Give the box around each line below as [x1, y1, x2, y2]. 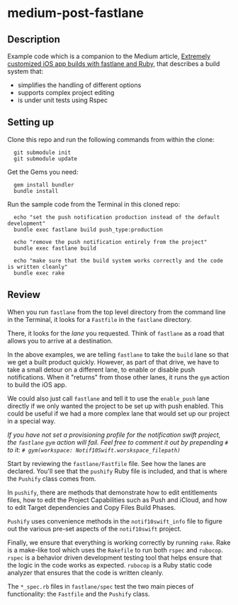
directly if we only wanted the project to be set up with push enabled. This [7, 401, 224, 410]
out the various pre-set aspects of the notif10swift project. [7, 524, 182, 533]
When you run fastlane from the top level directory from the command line [7, 307, 226, 316]
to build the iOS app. [7, 380, 67, 389]
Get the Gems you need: [7, 167, 79, 176]
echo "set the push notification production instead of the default [13, 213, 220, 221]
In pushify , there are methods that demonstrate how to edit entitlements [7, 488, 217, 496]
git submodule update [13, 155, 78, 162]
